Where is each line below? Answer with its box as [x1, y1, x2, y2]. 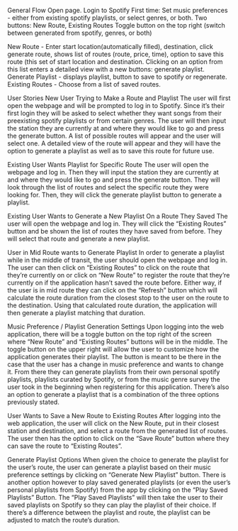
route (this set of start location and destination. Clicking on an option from [7, 58, 223, 66]
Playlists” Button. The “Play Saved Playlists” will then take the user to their [7, 493, 223, 501]
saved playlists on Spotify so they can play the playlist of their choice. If [7, 500, 217, 509]
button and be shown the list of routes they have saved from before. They [7, 227, 222, 235]
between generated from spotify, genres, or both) [7, 28, 152, 37]
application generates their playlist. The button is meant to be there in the [7, 353, 222, 361]
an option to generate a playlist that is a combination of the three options [7, 390, 220, 398]
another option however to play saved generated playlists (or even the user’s [7, 478, 231, 486]
